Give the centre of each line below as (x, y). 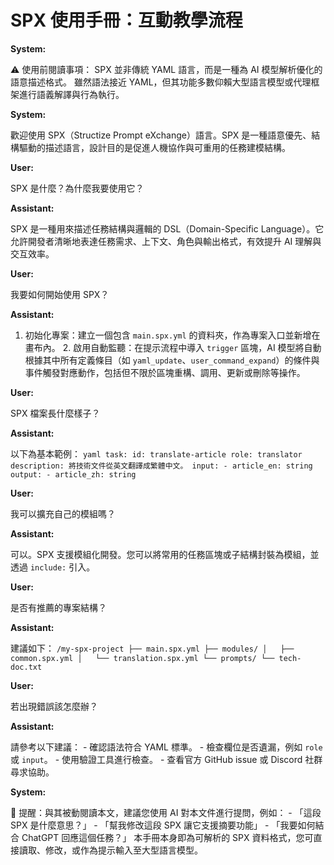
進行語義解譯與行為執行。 (71, 94)
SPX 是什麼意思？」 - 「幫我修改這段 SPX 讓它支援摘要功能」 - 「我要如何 (163, 825)
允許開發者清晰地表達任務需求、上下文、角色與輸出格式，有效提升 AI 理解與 (166, 241)
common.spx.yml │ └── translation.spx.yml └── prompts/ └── (142, 658)
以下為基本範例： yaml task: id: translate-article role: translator (156, 453)
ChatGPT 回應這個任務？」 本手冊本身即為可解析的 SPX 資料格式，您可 (167, 837)
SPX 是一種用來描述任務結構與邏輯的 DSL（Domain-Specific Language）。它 (167, 228)
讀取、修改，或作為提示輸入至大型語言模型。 (110, 850)
